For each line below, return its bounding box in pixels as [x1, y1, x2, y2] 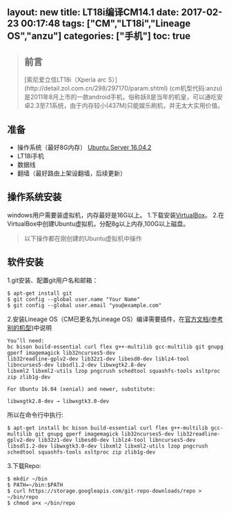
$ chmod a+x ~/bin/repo [7, 499, 76, 506]
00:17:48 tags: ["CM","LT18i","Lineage [20, 18, 191, 30]
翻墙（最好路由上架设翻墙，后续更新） [17, 169, 126, 177]
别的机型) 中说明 [7, 323, 52, 331]
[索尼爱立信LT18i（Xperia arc [23, 75, 107, 84]
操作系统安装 [7, 191, 62, 203]
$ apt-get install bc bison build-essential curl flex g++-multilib [7, 424, 208, 432]
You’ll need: [7, 337, 45, 344]
